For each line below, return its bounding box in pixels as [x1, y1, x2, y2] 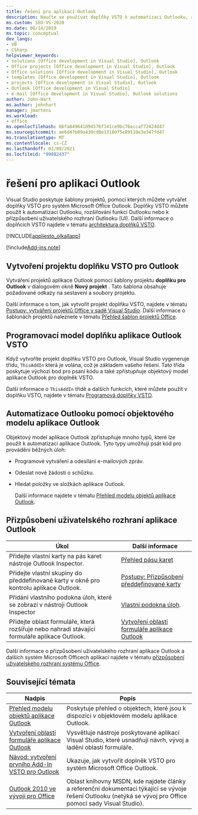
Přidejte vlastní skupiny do [9, 568, 82, 577]
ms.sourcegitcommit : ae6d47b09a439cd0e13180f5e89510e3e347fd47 [6, 129, 165, 136]
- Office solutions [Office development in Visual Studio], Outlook [6, 69, 178, 75]
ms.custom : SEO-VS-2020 [6, 19, 65, 25]
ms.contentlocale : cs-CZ [6, 140, 67, 146]
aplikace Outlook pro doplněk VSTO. [6, 374, 94, 381]
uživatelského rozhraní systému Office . [6, 660, 101, 667]
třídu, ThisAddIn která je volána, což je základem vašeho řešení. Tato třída [6, 361, 185, 369]
